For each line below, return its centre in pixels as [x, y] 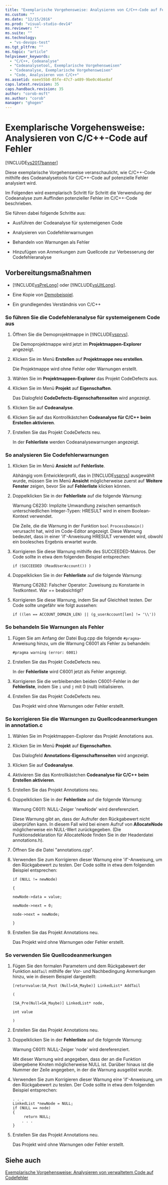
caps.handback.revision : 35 [34, 89]
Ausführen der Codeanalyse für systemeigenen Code [67, 223]
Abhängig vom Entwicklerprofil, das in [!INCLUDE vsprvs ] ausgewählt [83, 475]
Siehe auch [23, 1160]
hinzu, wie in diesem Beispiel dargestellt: [54, 977]
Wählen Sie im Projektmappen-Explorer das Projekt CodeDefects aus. [85, 379]
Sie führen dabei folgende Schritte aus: [45, 213]
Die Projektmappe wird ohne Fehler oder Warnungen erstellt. [75, 369]
